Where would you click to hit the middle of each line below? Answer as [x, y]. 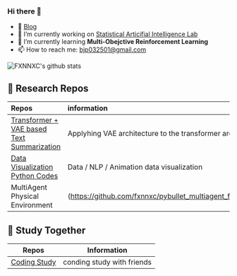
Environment [32, 205]
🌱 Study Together [47, 230]
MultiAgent [29, 188]
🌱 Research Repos [48, 88]
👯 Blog [27, 27]
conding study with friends [108, 262]
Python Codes [35, 176]
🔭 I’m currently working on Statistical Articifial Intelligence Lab [108, 34]
